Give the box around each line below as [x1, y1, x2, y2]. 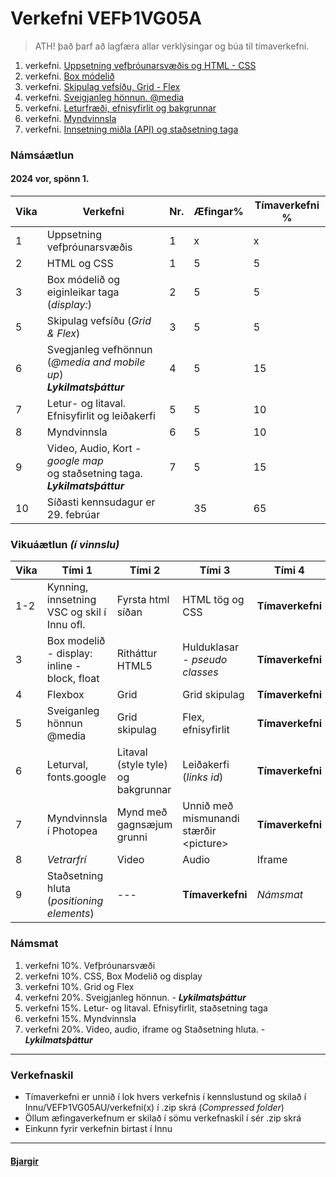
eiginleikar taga [46, 285, 120, 299]
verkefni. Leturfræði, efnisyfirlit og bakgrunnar [24, 102, 217, 114]
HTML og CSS [46, 257, 114, 271]
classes [182, 665, 219, 679]
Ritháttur [116, 647, 158, 661]
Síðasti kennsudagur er [46, 495, 156, 509]
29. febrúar [46, 508, 101, 522]
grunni [116, 830, 148, 844]
